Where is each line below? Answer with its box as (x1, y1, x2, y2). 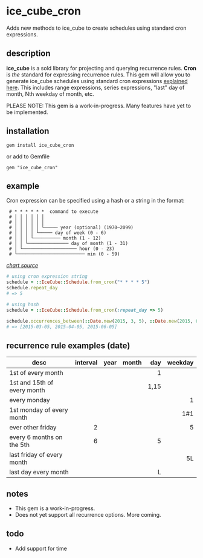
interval (75, 358, 98, 367)
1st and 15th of (9, 378, 54, 387)
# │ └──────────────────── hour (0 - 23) (8, 246, 115, 252)
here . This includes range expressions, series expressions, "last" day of (6, 84, 185, 91)
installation (6, 126, 50, 136)
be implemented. (6, 108, 48, 116)
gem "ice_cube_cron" (6, 164, 59, 170)
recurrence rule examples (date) (6, 340, 130, 351)
